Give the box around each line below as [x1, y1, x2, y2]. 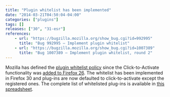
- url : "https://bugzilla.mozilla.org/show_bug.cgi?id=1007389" [14, 45, 155, 51]
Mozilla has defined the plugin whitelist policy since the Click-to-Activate [5, 64, 159, 70]
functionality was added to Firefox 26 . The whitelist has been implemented [5, 69, 163, 76]
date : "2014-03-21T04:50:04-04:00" [5, 12, 82, 17]
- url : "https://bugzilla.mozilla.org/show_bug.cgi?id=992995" [14, 36, 153, 41]
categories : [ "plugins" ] [5, 17, 59, 22]
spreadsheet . [5, 86, 33, 92]
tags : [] [5, 21, 24, 27]
